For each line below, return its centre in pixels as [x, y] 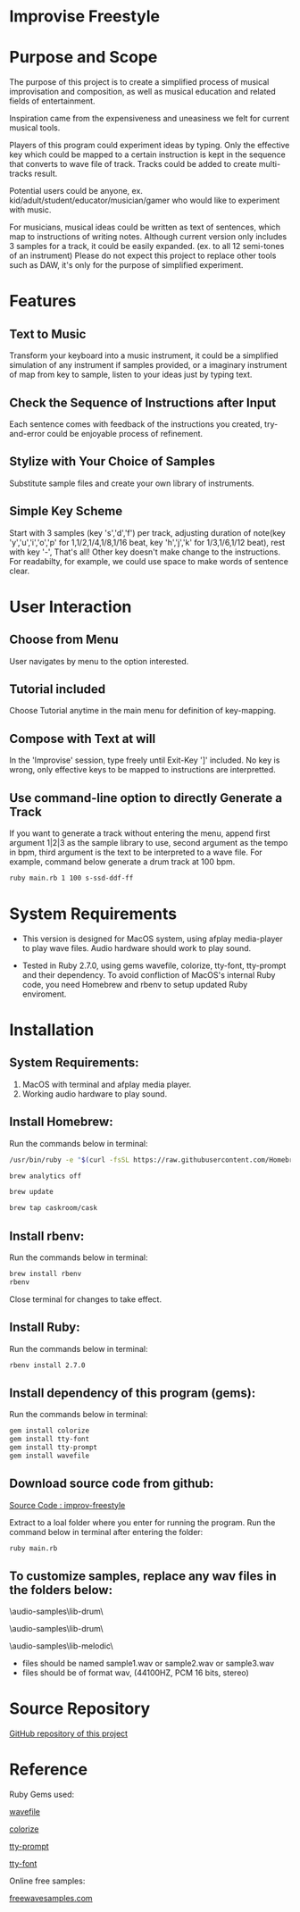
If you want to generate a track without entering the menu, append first [140, 833]
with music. [30, 210]
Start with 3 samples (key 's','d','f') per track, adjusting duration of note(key [147, 532]
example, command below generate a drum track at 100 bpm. [122, 862]
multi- [270, 164]
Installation [52, 1030]
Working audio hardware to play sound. [95, 1094]
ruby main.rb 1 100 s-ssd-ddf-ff [71, 878]
